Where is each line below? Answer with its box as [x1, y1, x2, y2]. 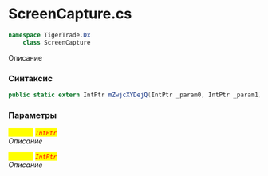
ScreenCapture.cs [8, 5, 132, 23]
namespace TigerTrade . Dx [8, 31, 91, 39]
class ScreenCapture [22, 38, 91, 46]
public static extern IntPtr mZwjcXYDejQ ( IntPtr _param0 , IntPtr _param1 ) [8, 91, 262, 99]
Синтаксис [8, 72, 53, 84]
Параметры [8, 109, 57, 120]
